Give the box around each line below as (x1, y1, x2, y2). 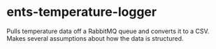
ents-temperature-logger (6, 4, 157, 20)
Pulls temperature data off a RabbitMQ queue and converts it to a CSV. (6, 27, 210, 35)
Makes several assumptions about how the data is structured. (6, 34, 184, 42)
